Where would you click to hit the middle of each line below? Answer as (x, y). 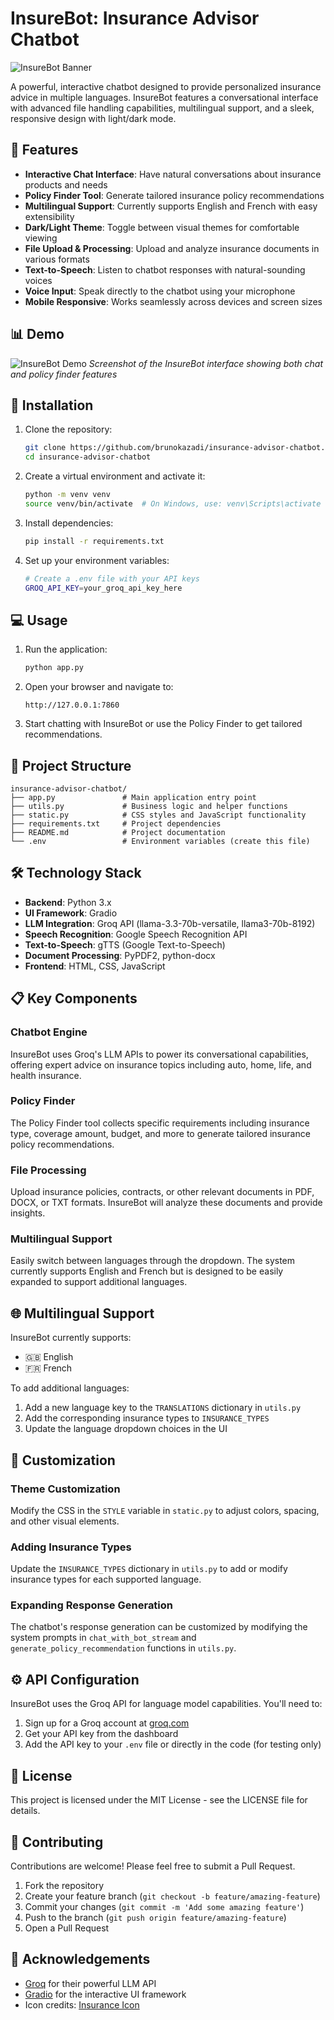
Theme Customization (65, 1489)
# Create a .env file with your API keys (112, 578)
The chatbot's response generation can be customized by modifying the (159, 1627)
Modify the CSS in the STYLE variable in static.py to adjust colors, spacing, (165, 1510)
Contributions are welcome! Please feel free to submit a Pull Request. (153, 1866)
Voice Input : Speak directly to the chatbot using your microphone (160, 291)
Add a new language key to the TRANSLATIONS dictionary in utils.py (163, 1408)
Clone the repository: (68, 429)
